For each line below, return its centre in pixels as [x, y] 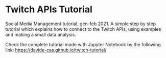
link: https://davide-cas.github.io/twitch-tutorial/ [56, 50]
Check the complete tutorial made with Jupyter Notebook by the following [83, 44]
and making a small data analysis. [41, 34]
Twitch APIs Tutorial [49, 9]
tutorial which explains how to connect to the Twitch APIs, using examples [83, 29]
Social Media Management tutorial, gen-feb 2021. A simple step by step [81, 24]
